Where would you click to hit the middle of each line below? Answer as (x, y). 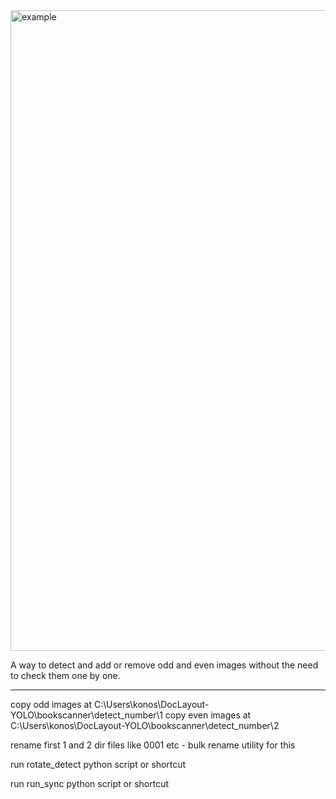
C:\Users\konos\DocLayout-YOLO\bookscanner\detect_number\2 (145, 725)
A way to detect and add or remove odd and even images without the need (164, 665)
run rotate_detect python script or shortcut (98, 764)
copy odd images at (51, 704)
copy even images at (208, 715)
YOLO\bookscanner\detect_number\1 (86, 715)
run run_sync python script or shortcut (89, 783)
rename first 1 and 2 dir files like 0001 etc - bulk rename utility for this (153, 745)
